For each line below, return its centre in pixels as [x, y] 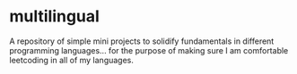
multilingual [55, 16]
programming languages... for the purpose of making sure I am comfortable [149, 50]
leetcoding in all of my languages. [72, 60]
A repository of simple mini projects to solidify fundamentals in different [142, 41]
